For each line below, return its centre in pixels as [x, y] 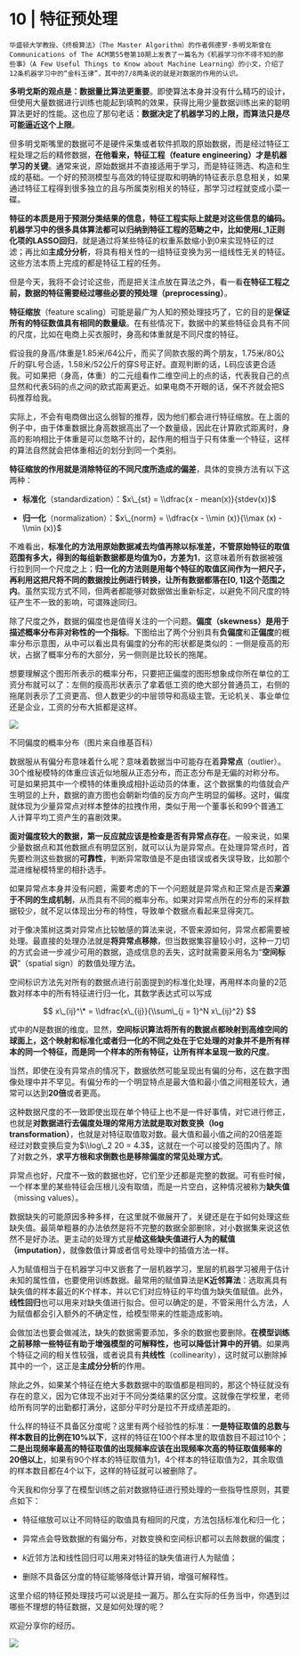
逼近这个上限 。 [52, 124]
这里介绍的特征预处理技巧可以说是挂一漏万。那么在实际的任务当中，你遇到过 [149, 1595]
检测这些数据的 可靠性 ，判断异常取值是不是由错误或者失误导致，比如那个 [157, 858]
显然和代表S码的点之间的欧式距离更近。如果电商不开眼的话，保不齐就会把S [147, 386]
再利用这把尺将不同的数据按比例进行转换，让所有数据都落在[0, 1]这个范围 [143, 579]
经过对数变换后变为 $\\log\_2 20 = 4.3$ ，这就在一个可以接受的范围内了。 [142, 1145]
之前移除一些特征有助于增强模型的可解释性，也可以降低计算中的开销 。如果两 [149, 1343]
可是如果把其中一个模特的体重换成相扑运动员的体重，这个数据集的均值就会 [145, 783]
